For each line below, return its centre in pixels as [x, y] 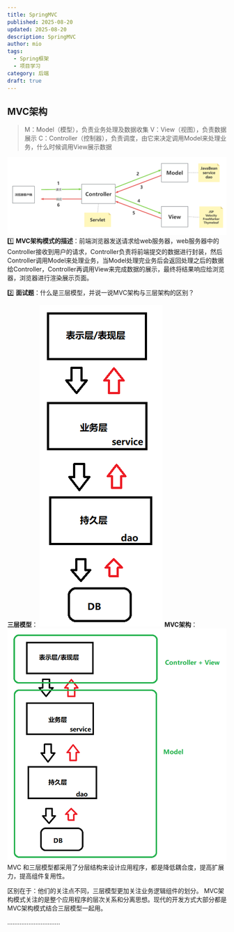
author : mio [24, 44]
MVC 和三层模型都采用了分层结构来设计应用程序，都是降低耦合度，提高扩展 [116, 867]
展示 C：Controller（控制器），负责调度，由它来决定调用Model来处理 [122, 139]
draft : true [24, 81]
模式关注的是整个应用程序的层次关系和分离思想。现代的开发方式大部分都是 [120, 899]
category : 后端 [28, 73]
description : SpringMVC [42, 37]
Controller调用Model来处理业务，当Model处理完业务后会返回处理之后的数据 [116, 260]
